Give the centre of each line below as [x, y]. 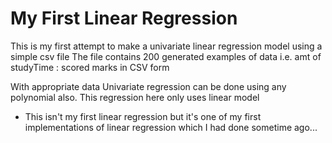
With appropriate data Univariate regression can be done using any [148, 86]
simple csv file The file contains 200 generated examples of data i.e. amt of [166, 56]
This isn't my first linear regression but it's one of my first [143, 116]
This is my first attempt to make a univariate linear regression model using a [166, 46]
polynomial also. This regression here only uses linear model [135, 97]
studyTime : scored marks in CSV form [90, 67]
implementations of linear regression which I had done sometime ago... [171, 127]
